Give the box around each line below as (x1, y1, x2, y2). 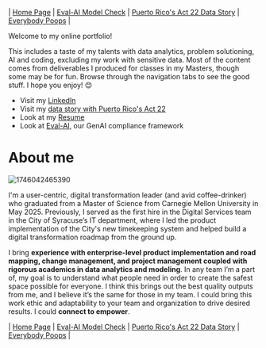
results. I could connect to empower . (8, 306, 130, 316)
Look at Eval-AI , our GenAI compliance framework (19, 121, 184, 130)
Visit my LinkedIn (19, 96, 76, 105)
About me (8, 149, 75, 166)
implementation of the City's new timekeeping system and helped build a (8, 224, 247, 233)
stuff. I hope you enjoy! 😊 (8, 80, 93, 90)
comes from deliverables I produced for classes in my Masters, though (8, 63, 240, 73)
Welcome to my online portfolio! (8, 32, 113, 40)
